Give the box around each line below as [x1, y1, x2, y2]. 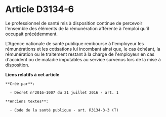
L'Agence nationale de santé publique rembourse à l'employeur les [5, 40, 144, 46]
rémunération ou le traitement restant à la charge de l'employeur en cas [5, 51, 155, 57]
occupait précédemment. [5, 31, 58, 37]
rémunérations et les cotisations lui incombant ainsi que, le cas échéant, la [5, 46, 160, 52]
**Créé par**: [5, 81, 35, 86]
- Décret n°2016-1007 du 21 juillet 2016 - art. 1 [10, 90, 119, 95]
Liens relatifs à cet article [5, 71, 60, 77]
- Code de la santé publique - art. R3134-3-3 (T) [10, 107, 119, 112]
